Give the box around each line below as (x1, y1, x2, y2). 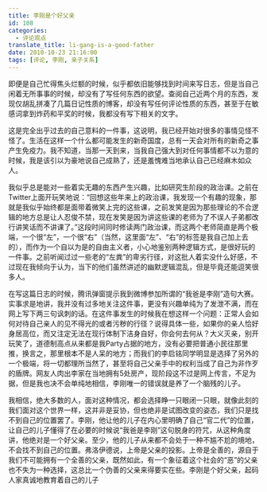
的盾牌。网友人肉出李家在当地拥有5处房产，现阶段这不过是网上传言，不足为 (8, 368, 257, 378)
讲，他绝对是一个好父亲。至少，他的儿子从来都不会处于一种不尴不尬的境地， (8, 435, 259, 444)
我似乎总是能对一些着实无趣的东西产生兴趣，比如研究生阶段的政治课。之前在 (8, 182, 259, 192)
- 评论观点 (15, 33, 47, 42)
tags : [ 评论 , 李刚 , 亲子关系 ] (8, 57, 99, 64)
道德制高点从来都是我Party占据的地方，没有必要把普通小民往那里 (35, 338, 249, 348)
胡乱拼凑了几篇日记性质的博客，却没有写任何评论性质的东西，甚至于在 (21, 99, 252, 108)
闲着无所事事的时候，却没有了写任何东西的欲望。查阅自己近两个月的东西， (8, 88, 252, 98)
